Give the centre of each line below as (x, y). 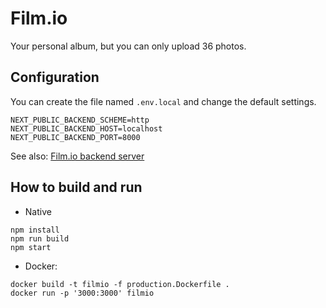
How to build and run (76, 187)
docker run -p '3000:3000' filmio (82, 293)
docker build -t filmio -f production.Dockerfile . (120, 284)
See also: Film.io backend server (77, 156)
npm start (31, 247)
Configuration (55, 77)
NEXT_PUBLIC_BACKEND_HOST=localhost (86, 128)
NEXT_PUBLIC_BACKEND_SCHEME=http (80, 120)
